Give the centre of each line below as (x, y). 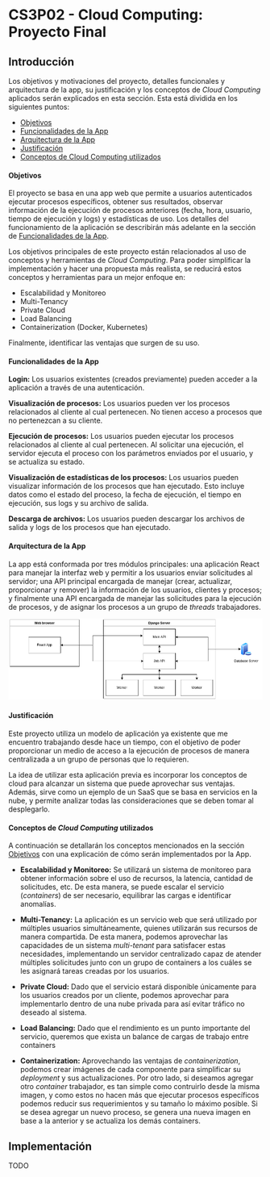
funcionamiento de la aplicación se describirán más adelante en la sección (132, 227)
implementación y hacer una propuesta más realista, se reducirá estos (125, 269)
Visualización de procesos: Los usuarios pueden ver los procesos (119, 403)
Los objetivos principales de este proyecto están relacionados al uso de (127, 252)
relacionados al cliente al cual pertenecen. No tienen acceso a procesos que (135, 412)
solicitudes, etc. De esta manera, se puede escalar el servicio (122, 887)
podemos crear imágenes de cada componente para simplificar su (131, 1070)
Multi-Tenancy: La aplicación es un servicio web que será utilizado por (139, 920)
